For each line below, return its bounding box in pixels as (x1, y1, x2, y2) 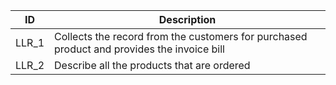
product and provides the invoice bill (54, 42, 225, 56)
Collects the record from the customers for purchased (54, 30, 308, 43)
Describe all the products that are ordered (54, 59, 251, 72)
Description (158, 13, 217, 26)
